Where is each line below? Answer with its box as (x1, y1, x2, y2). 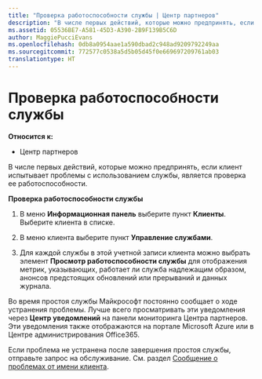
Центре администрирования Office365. (8, 330, 140, 339)
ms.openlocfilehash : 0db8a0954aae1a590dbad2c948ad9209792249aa (8, 41, 220, 49)
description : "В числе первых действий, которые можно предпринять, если (8, 19, 255, 27)
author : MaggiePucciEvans (8, 33, 93, 42)
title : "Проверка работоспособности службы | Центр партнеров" (8, 11, 220, 20)
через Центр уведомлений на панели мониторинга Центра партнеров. (8, 313, 249, 323)
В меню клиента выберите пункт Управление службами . (19, 232, 213, 242)
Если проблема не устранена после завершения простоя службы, (8, 344, 231, 354)
